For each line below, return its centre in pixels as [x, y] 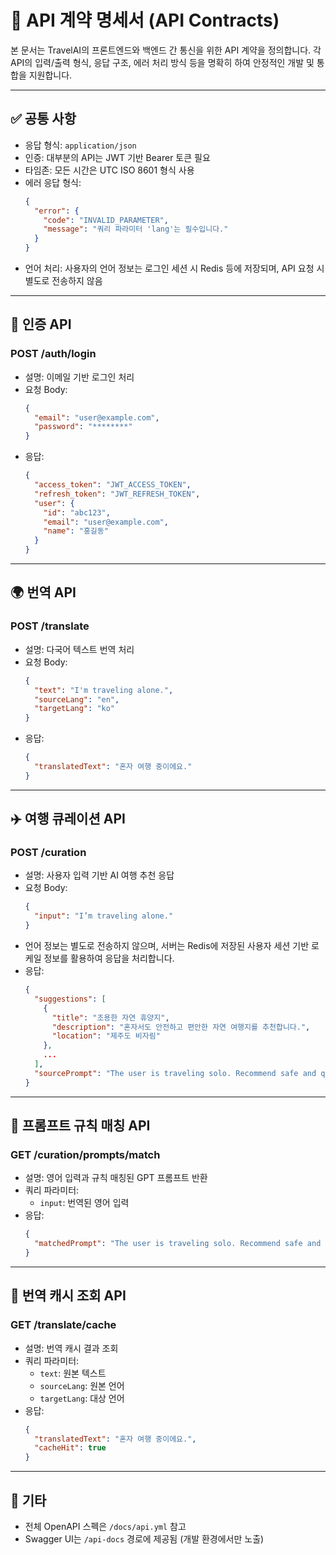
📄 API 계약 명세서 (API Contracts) [145, 20]
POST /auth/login [53, 354]
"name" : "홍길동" [76, 531]
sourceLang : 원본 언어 [82, 1385]
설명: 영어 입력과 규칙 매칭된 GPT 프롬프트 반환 [116, 1178]
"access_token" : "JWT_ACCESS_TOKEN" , [113, 485]
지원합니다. [50, 75]
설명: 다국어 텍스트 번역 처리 [79, 649]
